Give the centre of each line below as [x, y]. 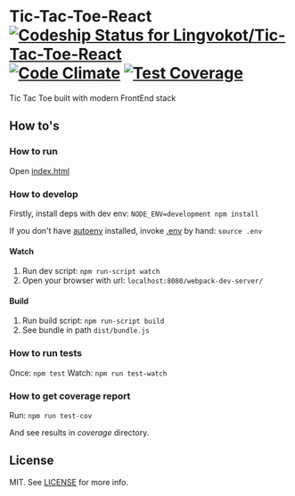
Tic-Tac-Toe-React [81, 17]
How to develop [44, 194]
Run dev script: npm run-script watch [91, 271]
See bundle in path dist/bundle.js [86, 330]
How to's [34, 126]
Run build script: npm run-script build [93, 321]
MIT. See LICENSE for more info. [69, 482]
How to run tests [46, 353]
